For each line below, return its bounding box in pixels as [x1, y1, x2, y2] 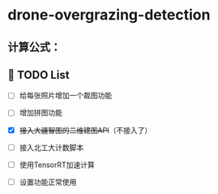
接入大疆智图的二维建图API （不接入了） [19, 125, 152, 135]
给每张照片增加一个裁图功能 [19, 91, 113, 101]
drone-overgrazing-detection [7, 6, 211, 24]
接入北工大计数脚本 [19, 142, 84, 152]
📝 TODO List [7, 67, 70, 82]
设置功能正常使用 [19, 177, 77, 187]
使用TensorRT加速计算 [19, 160, 95, 170]
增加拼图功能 [19, 108, 62, 118]
